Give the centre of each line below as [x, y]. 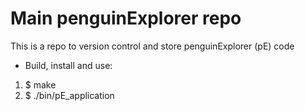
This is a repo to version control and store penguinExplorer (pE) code [152, 46]
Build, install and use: [68, 65]
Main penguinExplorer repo [126, 18]
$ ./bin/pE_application [69, 95]
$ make [40, 84]
